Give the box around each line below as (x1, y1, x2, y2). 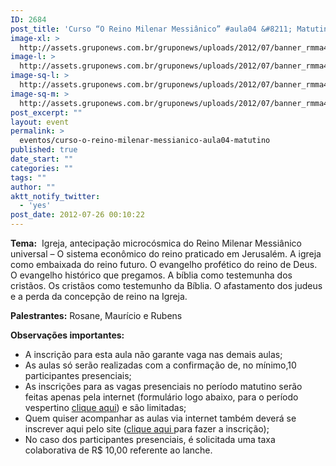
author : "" (10, 182, 56, 192)
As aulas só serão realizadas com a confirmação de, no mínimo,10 (24, 359, 297, 371)
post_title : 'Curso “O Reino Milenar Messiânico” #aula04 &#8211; (10, 24, 293, 34)
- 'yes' (19, 201, 52, 211)
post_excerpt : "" (10, 107, 83, 118)
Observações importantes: (10, 329, 125, 341)
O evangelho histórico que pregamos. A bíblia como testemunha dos (10, 269, 293, 281)
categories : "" (10, 163, 74, 173)
